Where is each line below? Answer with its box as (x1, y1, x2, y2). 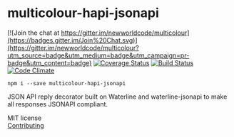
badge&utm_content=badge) (7, 58, 92, 67)
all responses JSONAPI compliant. (7, 99, 108, 108)
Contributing (7, 121, 44, 129)
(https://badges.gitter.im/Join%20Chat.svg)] (7, 35, 138, 44)
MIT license (7, 114, 42, 122)
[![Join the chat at (7, 28, 60, 37)
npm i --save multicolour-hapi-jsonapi (7, 80, 126, 87)
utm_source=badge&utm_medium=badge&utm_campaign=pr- (7, 51, 190, 60)
